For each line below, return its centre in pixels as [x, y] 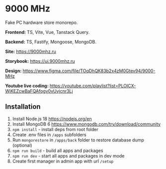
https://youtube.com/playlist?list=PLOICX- [93, 86]
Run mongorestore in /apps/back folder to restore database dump [78, 140]
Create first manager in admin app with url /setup [63, 161]
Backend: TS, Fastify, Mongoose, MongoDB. [51, 42]
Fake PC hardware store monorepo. [41, 22]
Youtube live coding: [27, 86]
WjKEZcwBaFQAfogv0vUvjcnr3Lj [39, 91]
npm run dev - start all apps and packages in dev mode [68, 156]
